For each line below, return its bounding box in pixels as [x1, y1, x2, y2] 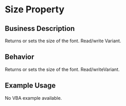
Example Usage [5, 81, 56, 90]
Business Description [5, 24, 75, 33]
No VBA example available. [5, 95, 62, 101]
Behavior [5, 52, 34, 61]
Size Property [5, 4, 65, 15]
